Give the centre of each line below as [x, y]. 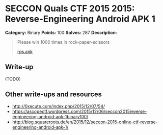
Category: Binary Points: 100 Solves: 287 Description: [61, 32]
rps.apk [25, 52]
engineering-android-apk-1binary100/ [50, 116]
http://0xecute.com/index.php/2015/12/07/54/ [58, 106]
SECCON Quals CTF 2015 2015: [70, 9]
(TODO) [13, 79]
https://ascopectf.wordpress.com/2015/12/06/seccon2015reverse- [80, 111]
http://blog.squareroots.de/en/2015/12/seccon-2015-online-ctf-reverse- [85, 122]
